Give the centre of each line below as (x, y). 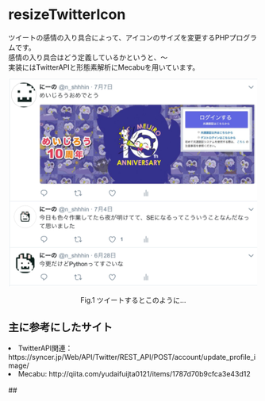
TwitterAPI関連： (46, 348)
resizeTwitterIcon (67, 15)
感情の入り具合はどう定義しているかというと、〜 (88, 57)
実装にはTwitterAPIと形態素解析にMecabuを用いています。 (104, 67)
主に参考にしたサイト (60, 328)
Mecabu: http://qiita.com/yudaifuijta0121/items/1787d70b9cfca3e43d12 (135, 373)
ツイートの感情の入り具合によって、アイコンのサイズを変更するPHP (119, 37)
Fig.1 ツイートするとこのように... (133, 300)
